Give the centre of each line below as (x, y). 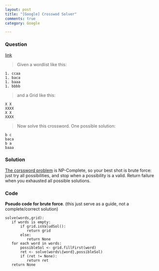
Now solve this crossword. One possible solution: (66, 126)
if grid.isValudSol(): (43, 227)
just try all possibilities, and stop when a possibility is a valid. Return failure (79, 175)
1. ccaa (13, 73)
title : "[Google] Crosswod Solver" (41, 14)
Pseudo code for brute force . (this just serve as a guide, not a (67, 204)
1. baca (13, 78)
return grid (39, 231)
